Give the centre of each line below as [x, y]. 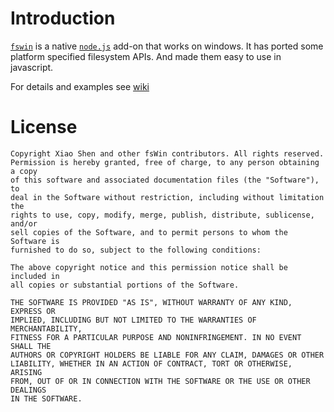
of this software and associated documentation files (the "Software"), [165, 180]
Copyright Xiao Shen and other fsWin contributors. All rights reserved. [167, 153]
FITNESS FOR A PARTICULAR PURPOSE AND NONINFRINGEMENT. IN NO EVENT [156, 337]
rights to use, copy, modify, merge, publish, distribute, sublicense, [162, 215]
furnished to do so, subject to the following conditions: [136, 250]
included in [35, 276]
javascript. [32, 67]
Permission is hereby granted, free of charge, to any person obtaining [165, 162]
